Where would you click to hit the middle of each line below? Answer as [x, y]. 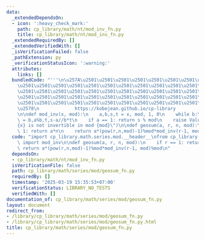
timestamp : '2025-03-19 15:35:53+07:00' [64, 183]
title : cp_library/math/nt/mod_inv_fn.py [70, 35]
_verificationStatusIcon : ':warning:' [61, 63]
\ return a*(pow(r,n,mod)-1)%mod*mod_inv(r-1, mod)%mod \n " [94, 148]
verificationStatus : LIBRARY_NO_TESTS [61, 188]
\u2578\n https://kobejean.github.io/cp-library [96, 108]
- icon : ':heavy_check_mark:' [50, 23]
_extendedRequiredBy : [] [43, 40]
